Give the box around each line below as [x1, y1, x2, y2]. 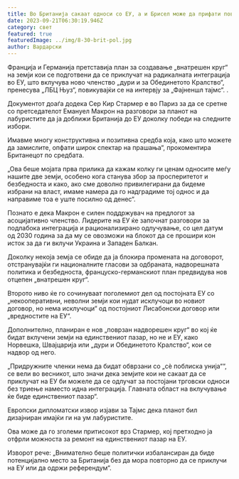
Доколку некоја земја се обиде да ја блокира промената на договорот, [7, 253, 224, 261]
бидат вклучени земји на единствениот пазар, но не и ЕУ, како [7, 333, 198, 341]
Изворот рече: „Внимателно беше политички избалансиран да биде [7, 448, 215, 457]
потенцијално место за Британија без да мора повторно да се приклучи [7, 456, 228, 464]
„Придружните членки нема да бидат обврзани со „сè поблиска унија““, [7, 362, 227, 370]
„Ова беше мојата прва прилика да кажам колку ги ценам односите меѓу [7, 165, 231, 173]
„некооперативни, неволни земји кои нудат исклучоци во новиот [7, 296, 206, 305]
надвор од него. [7, 348, 57, 356]
